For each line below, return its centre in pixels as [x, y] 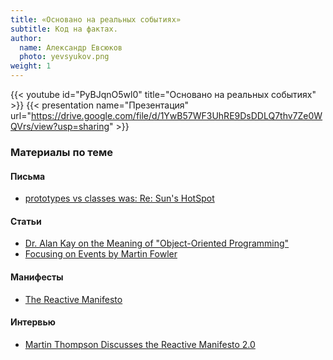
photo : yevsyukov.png [64, 57]
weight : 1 [31, 66]
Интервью [33, 322]
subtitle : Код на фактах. [64, 29]
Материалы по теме [62, 152]
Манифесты [37, 277]
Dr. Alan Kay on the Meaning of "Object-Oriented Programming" [157, 243]
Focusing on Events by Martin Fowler [101, 254]
